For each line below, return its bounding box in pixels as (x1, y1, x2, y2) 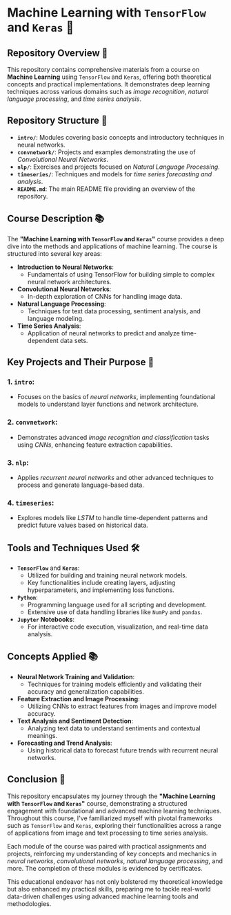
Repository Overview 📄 (7, 47, 108, 59)
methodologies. (7, 899, 52, 907)
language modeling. (27, 314, 84, 322)
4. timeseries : (7, 498, 54, 508)
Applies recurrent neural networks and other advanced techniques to (17, 473, 214, 481)
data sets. (59, 336, 88, 344)
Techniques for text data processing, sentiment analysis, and (27, 306, 201, 315)
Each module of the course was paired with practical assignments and (7, 842, 207, 850)
